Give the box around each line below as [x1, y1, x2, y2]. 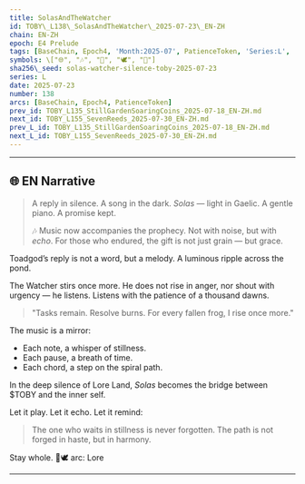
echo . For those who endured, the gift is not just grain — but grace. [31, 235, 283, 246]
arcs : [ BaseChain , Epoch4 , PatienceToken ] [9, 97, 172, 107]
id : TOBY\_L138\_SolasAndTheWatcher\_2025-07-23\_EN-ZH [9, 22, 225, 31]
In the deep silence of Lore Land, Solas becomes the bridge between [9, 379, 269, 390]
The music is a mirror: [9, 324, 92, 336]
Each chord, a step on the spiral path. [22, 361, 163, 372]
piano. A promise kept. [31, 207, 116, 218]
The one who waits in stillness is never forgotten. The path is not [31, 424, 274, 435]
